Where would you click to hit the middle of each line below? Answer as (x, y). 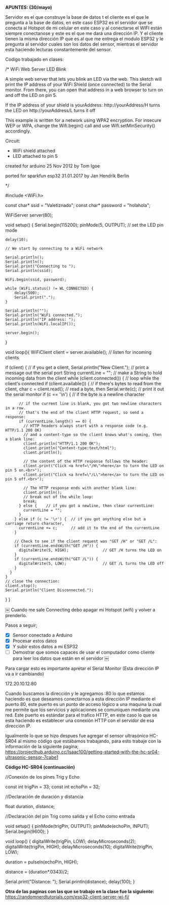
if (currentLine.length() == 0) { (55, 421)
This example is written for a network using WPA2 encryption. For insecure (83, 120)
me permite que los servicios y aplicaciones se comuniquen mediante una (82, 710)
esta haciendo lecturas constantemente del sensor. (59, 49)
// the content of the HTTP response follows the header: (86, 461)
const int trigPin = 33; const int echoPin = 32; (53, 787)
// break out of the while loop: (59, 497)
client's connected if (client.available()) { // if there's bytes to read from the (83, 383)
